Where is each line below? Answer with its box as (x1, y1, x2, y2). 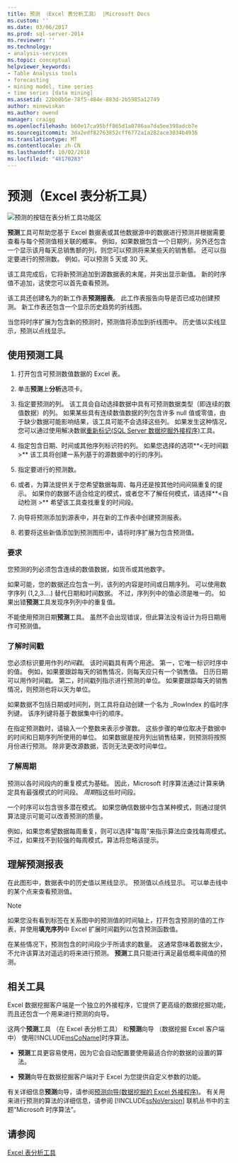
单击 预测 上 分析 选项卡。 (17, 384, 86, 393)
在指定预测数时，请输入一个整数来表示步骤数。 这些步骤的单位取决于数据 (7, 724, 220, 733)
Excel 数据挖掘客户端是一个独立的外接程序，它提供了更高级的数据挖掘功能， (7, 1001, 230, 1009)
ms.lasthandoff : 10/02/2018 (7, 149, 91, 156)
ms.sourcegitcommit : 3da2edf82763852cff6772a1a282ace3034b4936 (7, 129, 198, 136)
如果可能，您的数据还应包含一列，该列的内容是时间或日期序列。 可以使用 (7, 579, 220, 589)
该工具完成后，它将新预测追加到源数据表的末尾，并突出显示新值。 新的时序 (7, 269, 227, 278)
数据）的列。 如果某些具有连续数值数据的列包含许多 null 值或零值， (23, 408, 220, 417)
